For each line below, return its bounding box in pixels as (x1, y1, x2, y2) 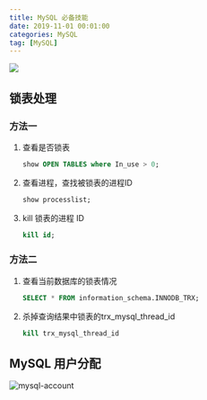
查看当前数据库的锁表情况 (22, 275, 117, 286)
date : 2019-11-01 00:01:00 (9, 22, 110, 31)
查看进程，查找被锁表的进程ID (22, 177, 133, 188)
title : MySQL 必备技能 (9, 13, 89, 22)
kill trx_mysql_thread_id (22, 329, 119, 338)
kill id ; (22, 230, 56, 239)
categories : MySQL (9, 30, 78, 39)
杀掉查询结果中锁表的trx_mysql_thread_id (22, 311, 176, 322)
